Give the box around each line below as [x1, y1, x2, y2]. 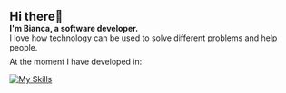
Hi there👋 [9, 9, 64, 24]
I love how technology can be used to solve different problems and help [9, 33, 278, 43]
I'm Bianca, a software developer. [9, 23, 139, 34]
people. [9, 42, 38, 53]
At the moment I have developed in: [9, 56, 143, 68]
